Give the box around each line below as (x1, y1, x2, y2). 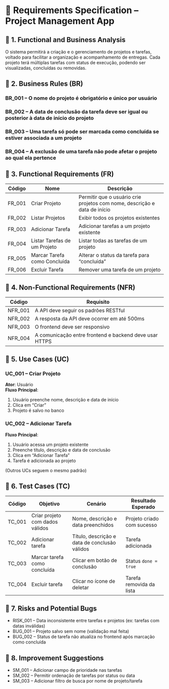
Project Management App (5, 15, 115, 27)
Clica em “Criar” (12, 402, 46, 408)
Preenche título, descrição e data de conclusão (12, 447, 111, 453)
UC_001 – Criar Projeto (5, 370, 61, 377)
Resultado (131, 497, 156, 504)
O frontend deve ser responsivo (35, 323, 110, 330)
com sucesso (125, 521, 157, 528)
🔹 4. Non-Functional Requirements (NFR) (5, 283, 136, 292)
